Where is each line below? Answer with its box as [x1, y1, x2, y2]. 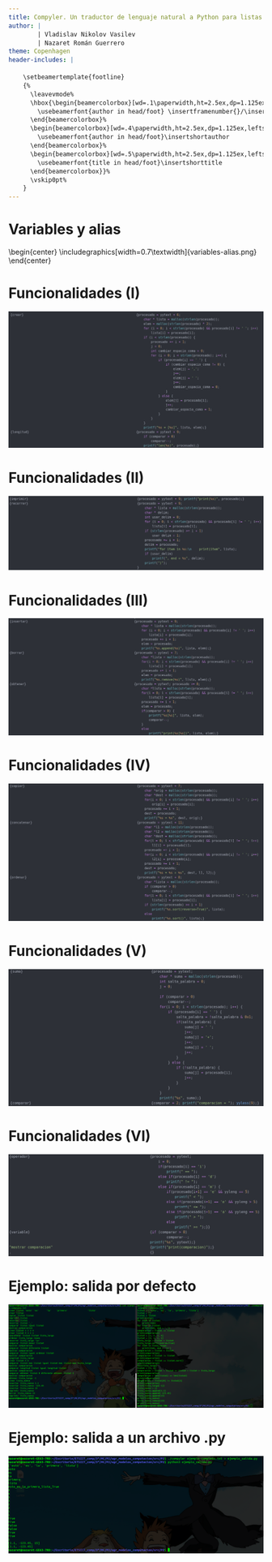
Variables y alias [8, 220, 121, 239]
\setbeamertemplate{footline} [23, 73, 125, 81]
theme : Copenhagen [8, 47, 70, 56]
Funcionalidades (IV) [8, 756, 151, 775]
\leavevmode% [29, 90, 74, 98]
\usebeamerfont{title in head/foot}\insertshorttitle [37, 158, 223, 166]
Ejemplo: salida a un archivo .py [8, 1429, 227, 1447]
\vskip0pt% [29, 175, 67, 184]
